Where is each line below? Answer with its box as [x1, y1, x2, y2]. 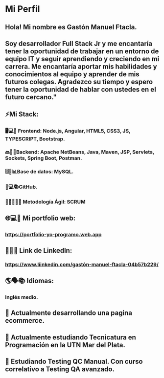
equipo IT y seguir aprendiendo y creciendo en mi [5, 55, 160, 63]
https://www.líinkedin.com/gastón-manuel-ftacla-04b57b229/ [5, 261, 159, 267]
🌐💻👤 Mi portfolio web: [5, 214, 76, 222]
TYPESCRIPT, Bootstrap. [5, 135, 65, 142]
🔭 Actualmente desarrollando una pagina [5, 309, 132, 317]
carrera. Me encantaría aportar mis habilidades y [5, 62, 158, 70]
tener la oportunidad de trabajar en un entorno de [5, 47, 159, 55]
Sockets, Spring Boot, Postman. [5, 155, 82, 162]
